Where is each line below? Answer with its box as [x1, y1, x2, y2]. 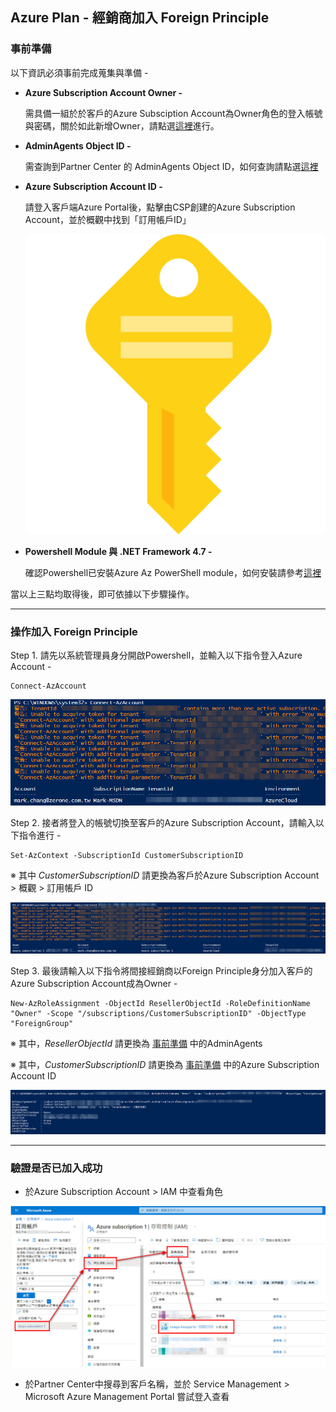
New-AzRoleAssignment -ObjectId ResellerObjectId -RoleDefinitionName [10, 998, 311, 1008]
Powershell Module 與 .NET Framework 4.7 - [24, 545, 213, 557]
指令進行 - [18, 829, 62, 841]
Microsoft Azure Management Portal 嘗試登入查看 [24, 1391, 230, 1403]
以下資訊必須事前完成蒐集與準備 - [10, 66, 149, 78]
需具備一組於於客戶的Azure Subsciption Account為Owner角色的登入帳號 [24, 107, 323, 119]
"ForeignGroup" [10, 1018, 74, 1028]
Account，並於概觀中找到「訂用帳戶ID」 [24, 213, 192, 225]
